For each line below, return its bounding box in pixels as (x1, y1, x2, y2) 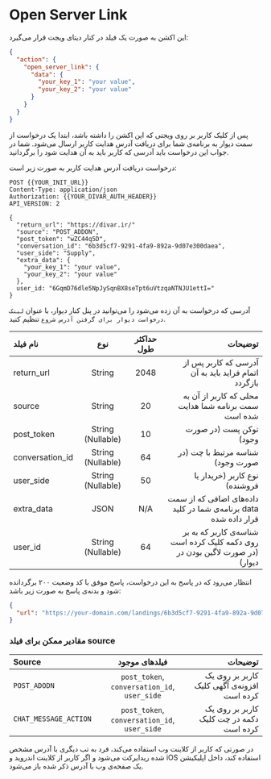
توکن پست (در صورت (185, 423, 259, 435)
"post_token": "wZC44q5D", (16, 235, 107, 243)
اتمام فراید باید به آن (190, 367, 259, 378)
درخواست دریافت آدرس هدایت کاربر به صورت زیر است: (9, 163, 178, 173)
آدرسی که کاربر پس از (183, 356, 259, 368)
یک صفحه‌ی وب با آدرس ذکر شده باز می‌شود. (9, 760, 144, 771)
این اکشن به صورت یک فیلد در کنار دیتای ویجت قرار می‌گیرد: (9, 32, 189, 42)
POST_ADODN (13, 681, 55, 690)
